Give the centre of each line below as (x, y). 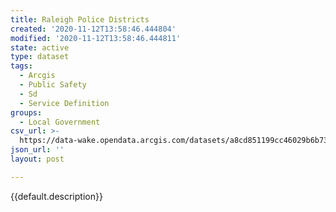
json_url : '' (37, 150)
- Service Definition (64, 103)
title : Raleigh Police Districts (80, 19)
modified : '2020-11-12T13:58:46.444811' (96, 38)
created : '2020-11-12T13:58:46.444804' (93, 29)
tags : (21, 66)
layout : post (37, 159)
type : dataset (40, 57)
